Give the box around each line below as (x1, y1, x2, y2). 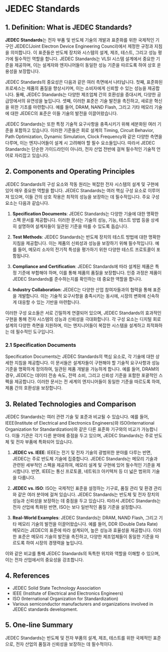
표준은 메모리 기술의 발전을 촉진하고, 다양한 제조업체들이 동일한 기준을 (17, 533, 154, 540)
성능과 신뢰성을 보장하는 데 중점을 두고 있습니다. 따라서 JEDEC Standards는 (12, 497, 161, 503)
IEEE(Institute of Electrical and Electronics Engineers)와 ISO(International (5, 420, 155, 426)
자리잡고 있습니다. (14, 153, 49, 158)
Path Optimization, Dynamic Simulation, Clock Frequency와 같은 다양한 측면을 (5, 134, 162, 140)
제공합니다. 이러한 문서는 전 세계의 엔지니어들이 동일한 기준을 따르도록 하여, (14, 378, 161, 384)
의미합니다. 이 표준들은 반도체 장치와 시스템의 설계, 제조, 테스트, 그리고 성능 (10, 50, 157, 55)
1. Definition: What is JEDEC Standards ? (5, 23, 132, 32)
